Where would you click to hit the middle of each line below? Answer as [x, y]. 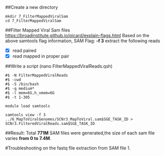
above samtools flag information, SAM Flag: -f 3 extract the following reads [83, 41]
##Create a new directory [32, 7]
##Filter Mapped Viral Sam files [38, 30]
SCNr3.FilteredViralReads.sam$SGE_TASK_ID [50, 124]
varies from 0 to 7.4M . [28, 138]
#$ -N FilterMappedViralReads [37, 75]
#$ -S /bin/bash [22, 84]
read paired [24, 50]
